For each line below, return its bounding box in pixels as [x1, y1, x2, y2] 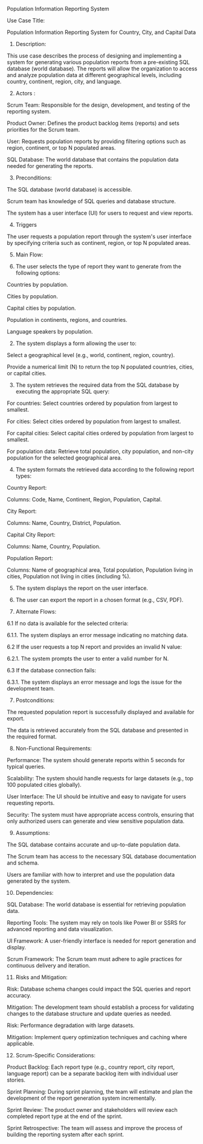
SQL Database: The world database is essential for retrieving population [7, 901, 186, 908]
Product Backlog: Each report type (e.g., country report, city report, [7, 1063, 175, 1071]
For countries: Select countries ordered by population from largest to [7, 400, 178, 407]
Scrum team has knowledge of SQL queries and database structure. [7, 198, 176, 205]
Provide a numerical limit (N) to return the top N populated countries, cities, [7, 363, 194, 370]
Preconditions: [15, 174, 52, 181]
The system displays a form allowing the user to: [15, 340, 137, 347]
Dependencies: [15, 889, 54, 896]
